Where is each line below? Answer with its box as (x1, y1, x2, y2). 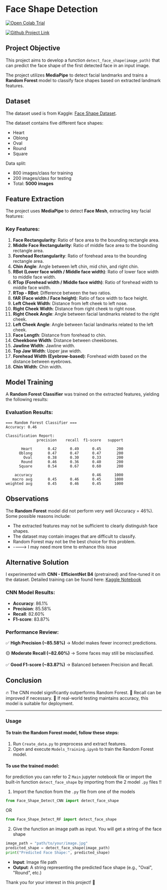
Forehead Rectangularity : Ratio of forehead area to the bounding (12, 252, 147, 259)
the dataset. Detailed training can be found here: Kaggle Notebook (5, 576, 142, 582)
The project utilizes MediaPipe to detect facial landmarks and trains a (5, 72, 148, 78)
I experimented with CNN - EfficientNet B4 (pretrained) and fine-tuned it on (5, 571, 161, 577)
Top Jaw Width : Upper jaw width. (12, 348, 82, 354)
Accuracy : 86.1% (12, 600, 49, 606)
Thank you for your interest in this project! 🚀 (5, 879, 96, 885)
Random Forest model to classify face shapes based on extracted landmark (5, 77, 161, 83)
